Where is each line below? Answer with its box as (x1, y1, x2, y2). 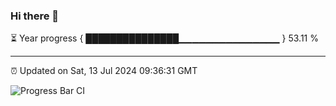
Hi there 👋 (10, 9, 60, 23)
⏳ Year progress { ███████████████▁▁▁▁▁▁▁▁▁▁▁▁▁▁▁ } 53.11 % (10, 32, 319, 44)
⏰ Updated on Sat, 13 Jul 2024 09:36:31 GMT (10, 65, 198, 77)
